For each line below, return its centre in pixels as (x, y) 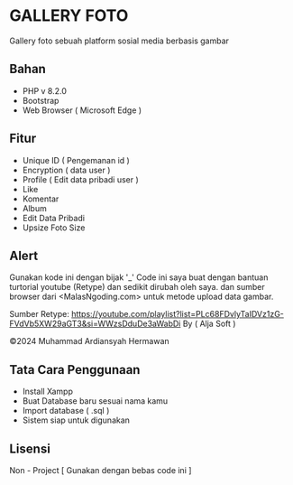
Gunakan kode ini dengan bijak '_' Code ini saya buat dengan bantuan (139, 277)
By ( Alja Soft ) (209, 324)
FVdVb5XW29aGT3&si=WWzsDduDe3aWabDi (95, 324)
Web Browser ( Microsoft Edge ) (82, 110)
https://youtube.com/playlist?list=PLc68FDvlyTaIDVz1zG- (177, 314)
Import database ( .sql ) (66, 411)
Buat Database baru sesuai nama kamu (95, 401)
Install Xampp (48, 392)
